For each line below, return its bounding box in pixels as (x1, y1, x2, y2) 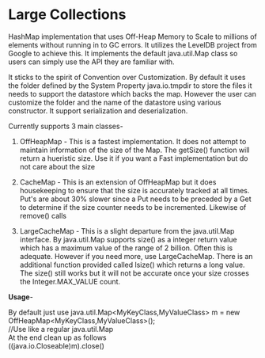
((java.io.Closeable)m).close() (8, 341, 105, 350)
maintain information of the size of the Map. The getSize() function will (19, 145, 250, 154)
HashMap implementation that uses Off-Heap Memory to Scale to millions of (8, 32, 257, 41)
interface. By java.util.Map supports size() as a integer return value (19, 234, 237, 244)
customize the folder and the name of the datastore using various (8, 97, 221, 107)
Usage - (8, 291, 33, 302)
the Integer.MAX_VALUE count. (19, 276, 121, 286)
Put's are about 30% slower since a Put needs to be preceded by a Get (19, 194, 252, 204)
